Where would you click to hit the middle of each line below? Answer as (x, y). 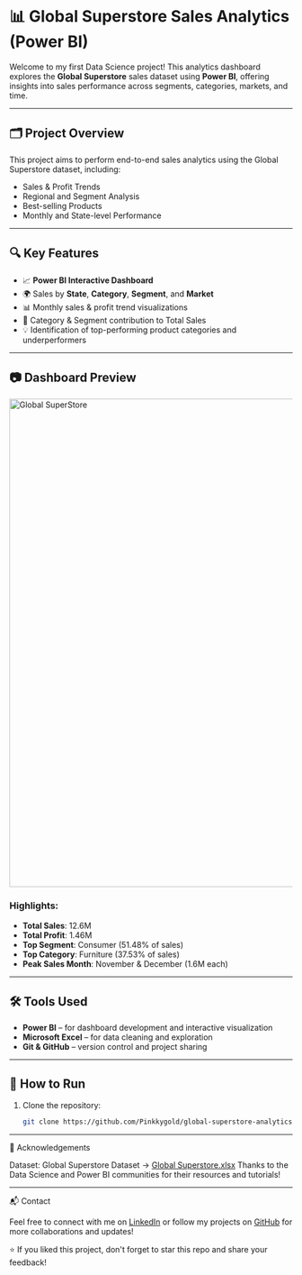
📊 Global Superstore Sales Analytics (150, 17)
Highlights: (34, 906)
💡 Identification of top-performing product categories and (129, 330)
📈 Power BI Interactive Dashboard (88, 280)
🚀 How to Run (48, 1084)
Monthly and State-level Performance (92, 215)
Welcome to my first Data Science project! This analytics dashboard (135, 67)
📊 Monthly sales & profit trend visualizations (105, 307)
